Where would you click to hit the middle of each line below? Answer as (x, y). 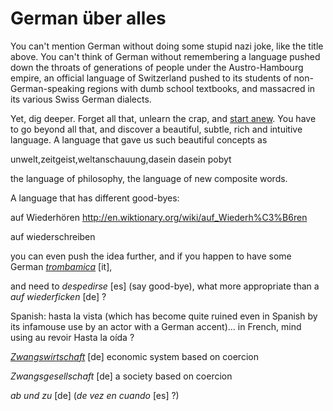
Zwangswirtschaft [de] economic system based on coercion (134, 356)
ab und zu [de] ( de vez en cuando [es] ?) (95, 395)
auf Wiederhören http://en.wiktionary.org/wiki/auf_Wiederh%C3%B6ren (159, 217)
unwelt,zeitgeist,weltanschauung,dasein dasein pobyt (121, 159)
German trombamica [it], (61, 266)
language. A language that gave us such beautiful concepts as (139, 139)
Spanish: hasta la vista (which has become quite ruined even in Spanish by (164, 316)
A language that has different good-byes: (95, 198)
